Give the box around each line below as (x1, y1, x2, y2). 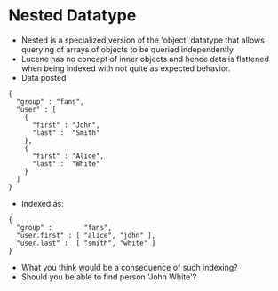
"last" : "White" (31, 159, 100, 169)
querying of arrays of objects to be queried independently (20, 43, 234, 54)
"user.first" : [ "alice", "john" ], (16, 231, 156, 240)
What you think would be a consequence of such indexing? (20, 262, 238, 272)
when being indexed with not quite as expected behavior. (20, 63, 231, 74)
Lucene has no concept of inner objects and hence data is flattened (20, 53, 270, 64)
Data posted (20, 72, 67, 83)
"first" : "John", (31, 121, 100, 130)
